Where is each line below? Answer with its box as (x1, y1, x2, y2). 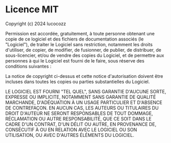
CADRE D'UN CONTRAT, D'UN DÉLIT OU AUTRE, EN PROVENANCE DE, (5, 121, 157, 127)
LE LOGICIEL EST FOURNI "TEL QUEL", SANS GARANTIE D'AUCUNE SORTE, (5, 88, 166, 94)
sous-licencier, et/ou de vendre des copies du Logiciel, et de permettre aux (5, 52, 164, 58)
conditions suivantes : (5, 63, 52, 69)
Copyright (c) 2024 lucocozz (5, 21, 67, 27)
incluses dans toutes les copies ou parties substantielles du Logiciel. (5, 78, 150, 85)
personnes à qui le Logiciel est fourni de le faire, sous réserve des (5, 57, 145, 64)
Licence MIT (5, 4, 59, 15)
